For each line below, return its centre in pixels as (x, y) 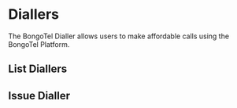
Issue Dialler (39, 95)
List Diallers (38, 69)
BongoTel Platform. (39, 44)
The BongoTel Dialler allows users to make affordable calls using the (119, 36)
